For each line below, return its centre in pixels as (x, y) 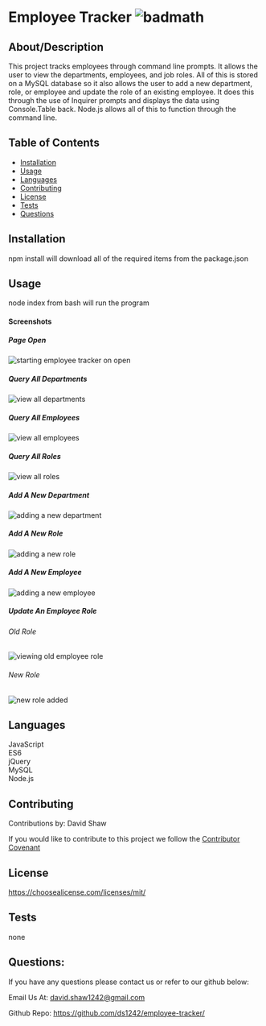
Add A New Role (36, 534)
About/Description (56, 47)
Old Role (23, 631)
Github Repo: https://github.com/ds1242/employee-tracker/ (106, 1013)
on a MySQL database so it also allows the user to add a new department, (131, 83)
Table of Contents (54, 143)
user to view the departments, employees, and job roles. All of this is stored (133, 75)
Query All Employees (44, 417)
